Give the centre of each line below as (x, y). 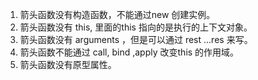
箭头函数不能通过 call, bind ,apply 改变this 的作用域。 (129, 52)
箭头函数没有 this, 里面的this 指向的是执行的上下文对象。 (136, 27)
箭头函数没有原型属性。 (68, 64)
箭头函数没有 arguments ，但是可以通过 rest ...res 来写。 (136, 39)
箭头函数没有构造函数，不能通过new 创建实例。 (117, 14)
